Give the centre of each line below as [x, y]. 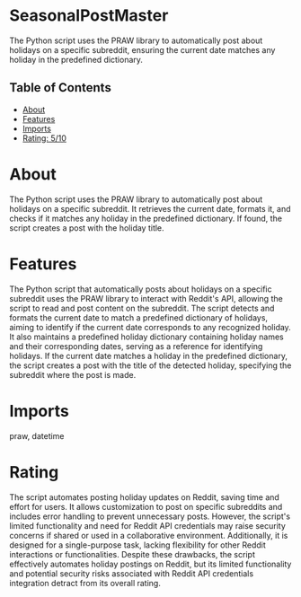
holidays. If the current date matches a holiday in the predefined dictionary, [148, 356]
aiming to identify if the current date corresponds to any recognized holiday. [150, 327]
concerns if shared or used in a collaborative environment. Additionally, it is [149, 535]
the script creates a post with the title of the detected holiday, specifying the [150, 365]
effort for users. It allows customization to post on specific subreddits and [146, 506]
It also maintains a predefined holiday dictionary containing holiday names [147, 337]
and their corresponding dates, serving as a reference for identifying [136, 346]
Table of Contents [61, 88]
